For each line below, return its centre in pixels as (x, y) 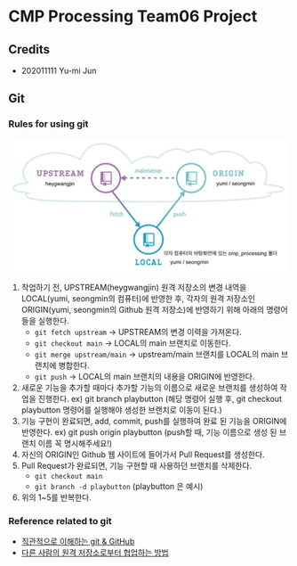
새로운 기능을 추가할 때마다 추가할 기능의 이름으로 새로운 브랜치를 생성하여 (149, 387)
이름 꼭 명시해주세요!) (75, 443)
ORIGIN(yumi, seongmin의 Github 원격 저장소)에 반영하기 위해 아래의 (142, 309)
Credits (29, 49)
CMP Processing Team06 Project (133, 16)
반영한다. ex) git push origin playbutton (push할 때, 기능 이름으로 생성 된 (149, 432)
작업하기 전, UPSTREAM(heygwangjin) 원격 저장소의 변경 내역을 (134, 287)
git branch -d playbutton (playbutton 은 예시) (119, 486)
